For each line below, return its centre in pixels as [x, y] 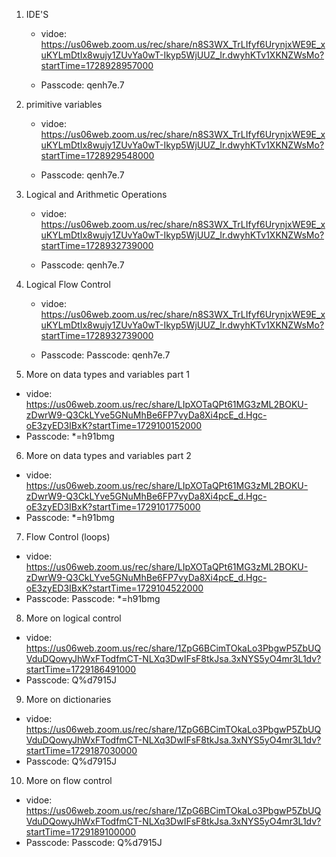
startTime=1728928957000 [97, 65]
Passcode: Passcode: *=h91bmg [93, 598]
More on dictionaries [68, 699]
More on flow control [69, 780]
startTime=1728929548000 [97, 155]
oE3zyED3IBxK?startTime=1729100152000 [114, 425]
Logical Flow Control [68, 284]
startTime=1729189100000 [81, 832]
